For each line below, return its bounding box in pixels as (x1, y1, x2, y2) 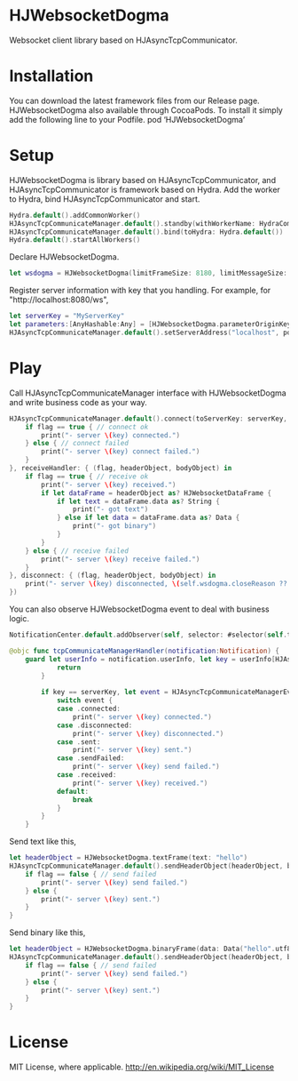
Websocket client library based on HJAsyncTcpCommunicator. (9, 35, 238, 45)
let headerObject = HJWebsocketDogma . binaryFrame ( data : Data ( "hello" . (9, 944, 276, 954)
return (56, 663, 82, 672)
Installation (9, 66, 94, 86)
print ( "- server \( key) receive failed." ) (41, 555, 200, 564)
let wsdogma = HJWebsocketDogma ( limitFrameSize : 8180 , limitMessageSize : (9, 268, 288, 278)
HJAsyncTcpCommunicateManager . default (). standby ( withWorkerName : (9, 219, 255, 228)
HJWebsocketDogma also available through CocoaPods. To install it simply (9, 104, 284, 116)
